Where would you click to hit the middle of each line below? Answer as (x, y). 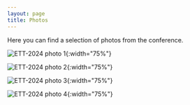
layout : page (26, 14)
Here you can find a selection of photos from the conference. (95, 40)
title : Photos (28, 20)
